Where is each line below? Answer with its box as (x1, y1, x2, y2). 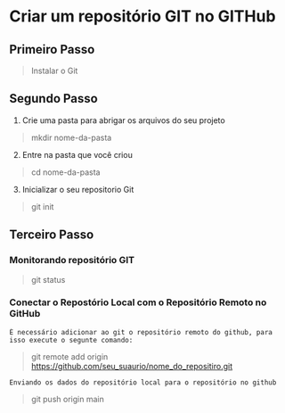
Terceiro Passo (9, 227, 94, 243)
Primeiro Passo (9, 42, 95, 57)
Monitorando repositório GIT (9, 254, 135, 267)
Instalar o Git (30, 65, 78, 76)
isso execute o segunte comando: (9, 335, 134, 344)
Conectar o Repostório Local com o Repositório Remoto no (9, 296, 267, 309)
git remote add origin (30, 351, 109, 362)
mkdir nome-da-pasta (30, 132, 112, 143)
